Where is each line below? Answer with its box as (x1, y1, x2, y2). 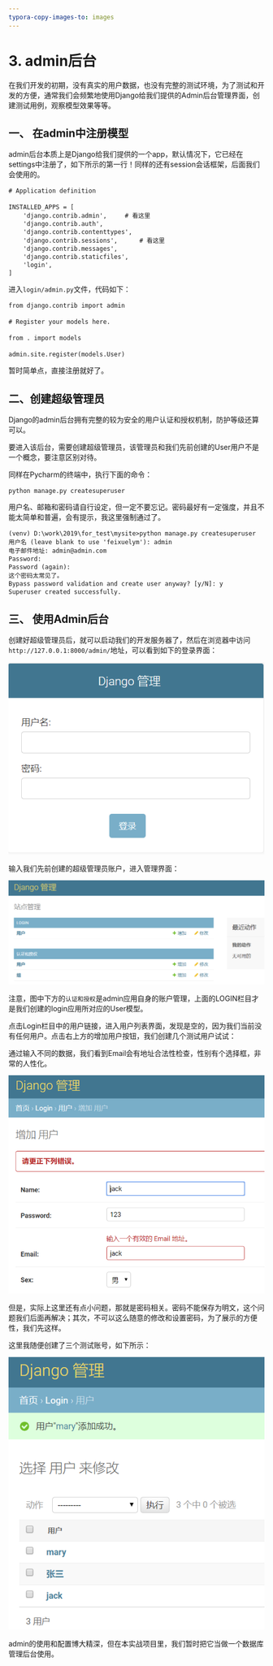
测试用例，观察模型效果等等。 (15, 100, 115, 110)
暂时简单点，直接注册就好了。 (8, 366, 108, 375)
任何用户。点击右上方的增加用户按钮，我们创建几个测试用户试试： (15, 1032, 236, 1041)
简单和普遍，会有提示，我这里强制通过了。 (22, 513, 165, 522)
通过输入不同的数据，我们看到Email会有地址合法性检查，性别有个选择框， (8, 1049, 254, 1058)
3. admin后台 (8, 51, 97, 70)
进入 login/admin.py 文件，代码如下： (8, 284, 132, 294)
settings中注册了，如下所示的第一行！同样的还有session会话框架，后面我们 (8, 159, 260, 170)
